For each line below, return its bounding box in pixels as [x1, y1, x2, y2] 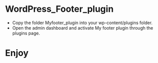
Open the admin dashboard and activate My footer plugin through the [12, 25, 154, 31]
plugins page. [12, 30, 40, 36]
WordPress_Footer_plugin [5, 3, 114, 15]
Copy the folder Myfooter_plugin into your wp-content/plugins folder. [12, 20, 153, 26]
